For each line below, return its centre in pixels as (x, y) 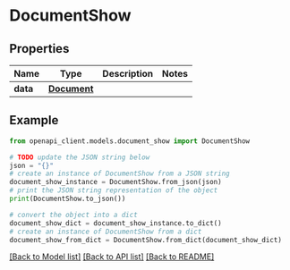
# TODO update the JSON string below (80, 157)
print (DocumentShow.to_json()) (68, 199)
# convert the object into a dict (74, 215)
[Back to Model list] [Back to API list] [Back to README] (112, 257)
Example (34, 120)
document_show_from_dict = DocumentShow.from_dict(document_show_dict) (145, 240)
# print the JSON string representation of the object (114, 190)
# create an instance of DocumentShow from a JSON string (119, 174)
